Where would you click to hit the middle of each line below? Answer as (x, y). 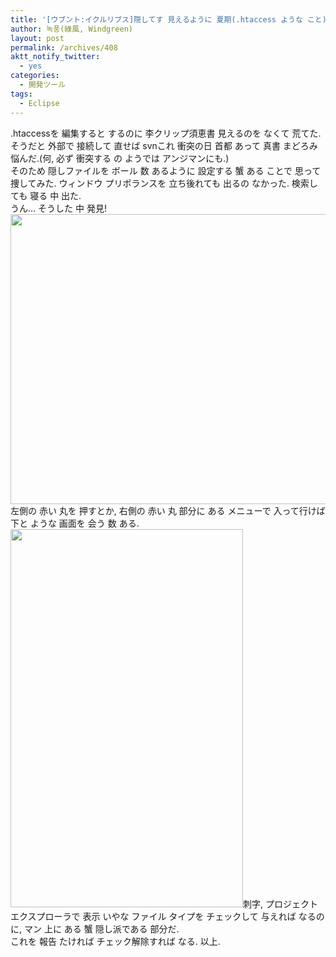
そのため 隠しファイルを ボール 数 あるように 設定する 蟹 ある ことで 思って (166, 170)
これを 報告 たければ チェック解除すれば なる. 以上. (115, 941)
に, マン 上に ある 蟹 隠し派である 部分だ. (95, 928)
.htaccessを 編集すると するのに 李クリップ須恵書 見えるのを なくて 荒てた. (166, 133)
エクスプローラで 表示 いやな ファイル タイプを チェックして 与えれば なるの (167, 916)
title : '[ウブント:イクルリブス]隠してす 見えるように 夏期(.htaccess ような (156, 19)
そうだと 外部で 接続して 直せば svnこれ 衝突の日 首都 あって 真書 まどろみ (164, 145)
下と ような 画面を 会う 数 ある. (75, 523)
